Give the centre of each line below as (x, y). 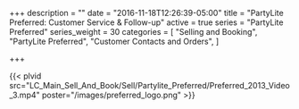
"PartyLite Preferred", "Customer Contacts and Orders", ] (114, 41)
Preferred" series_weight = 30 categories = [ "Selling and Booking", (133, 32)
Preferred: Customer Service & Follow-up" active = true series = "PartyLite (146, 22)
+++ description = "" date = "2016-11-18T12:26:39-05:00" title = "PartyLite (146, 13)
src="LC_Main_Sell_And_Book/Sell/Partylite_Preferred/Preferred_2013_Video (149, 85)
